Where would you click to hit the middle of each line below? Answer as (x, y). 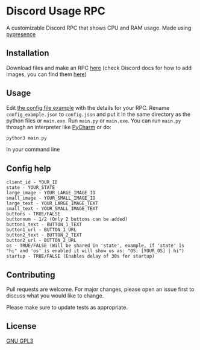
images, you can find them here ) (47, 74)
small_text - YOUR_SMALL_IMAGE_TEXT (52, 209)
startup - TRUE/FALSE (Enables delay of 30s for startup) (80, 256)
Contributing (31, 275)
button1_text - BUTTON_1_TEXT (44, 224)
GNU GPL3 (20, 341)
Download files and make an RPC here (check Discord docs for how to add (99, 68)
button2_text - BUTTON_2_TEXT (44, 235)
